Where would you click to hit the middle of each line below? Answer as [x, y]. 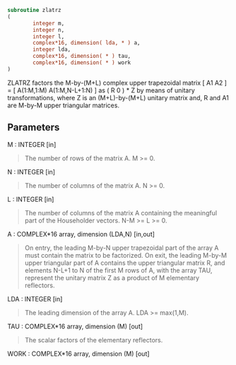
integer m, [49, 23]
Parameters [34, 127]
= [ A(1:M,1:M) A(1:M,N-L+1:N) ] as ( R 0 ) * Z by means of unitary [101, 90]
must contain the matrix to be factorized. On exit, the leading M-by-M [126, 255]
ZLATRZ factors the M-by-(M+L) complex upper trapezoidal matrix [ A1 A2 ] [117, 83]
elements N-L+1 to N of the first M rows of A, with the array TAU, [118, 270]
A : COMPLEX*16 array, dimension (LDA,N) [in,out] [81, 234]
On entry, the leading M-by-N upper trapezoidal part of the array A [122, 248]
